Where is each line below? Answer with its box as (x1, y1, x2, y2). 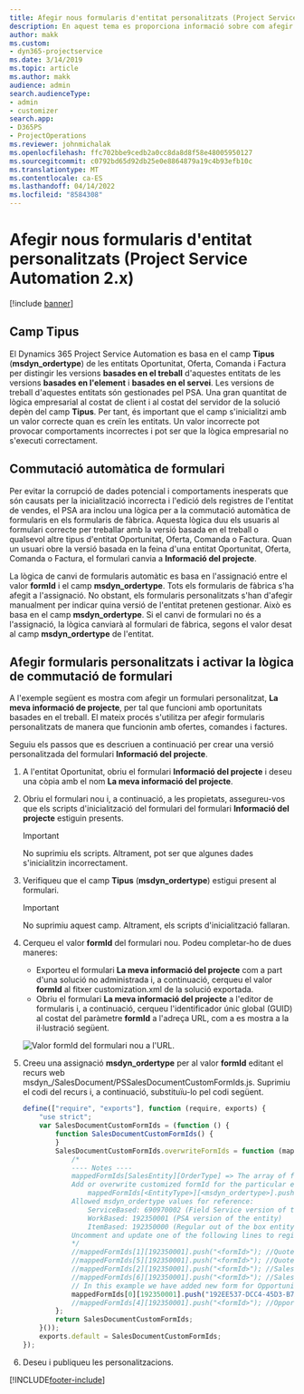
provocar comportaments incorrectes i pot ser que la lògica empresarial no (9, 425, 290, 436)
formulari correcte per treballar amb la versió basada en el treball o (9, 523, 260, 535)
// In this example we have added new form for (71, 1281, 254, 1291)
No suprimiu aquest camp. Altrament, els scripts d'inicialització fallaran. (22, 920, 290, 931)
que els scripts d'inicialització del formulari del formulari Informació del (22, 804, 290, 814)
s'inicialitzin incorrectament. (22, 858, 128, 869)
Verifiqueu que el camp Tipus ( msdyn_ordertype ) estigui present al (22, 875, 277, 886)
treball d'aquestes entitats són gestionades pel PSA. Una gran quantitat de (9, 386, 288, 397)
